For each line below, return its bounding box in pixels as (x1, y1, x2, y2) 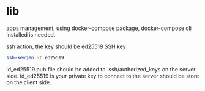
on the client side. (6, 78, 51, 86)
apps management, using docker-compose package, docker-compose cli (6, 24, 192, 32)
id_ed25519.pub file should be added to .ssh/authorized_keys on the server (6, 65, 196, 73)
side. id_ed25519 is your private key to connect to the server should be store (6, 72, 199, 79)
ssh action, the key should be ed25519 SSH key (6, 43, 127, 50)
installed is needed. (6, 31, 56, 38)
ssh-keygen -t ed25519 (6, 54, 64, 60)
